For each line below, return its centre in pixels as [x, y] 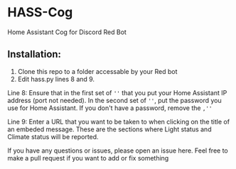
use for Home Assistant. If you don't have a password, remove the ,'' [110, 108]
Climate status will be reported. [53, 136]
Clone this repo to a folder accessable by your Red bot [97, 71]
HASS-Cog [40, 12]
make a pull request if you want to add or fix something [88, 158]
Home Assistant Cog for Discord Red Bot [67, 32]
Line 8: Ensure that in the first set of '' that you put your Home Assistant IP [117, 92]
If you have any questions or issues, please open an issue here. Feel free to [118, 151]
